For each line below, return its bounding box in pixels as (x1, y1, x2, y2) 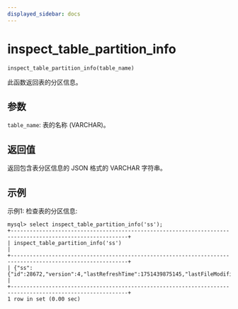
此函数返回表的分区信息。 (7, 77, 82, 86)
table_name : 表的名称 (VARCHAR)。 (7, 121, 110, 129)
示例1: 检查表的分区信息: (7, 207, 78, 215)
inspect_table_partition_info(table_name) (7, 65, 135, 72)
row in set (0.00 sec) (13, 296, 81, 303)
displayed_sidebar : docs (7, 10, 81, 18)
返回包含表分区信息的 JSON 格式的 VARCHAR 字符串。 (7, 164, 166, 173)
